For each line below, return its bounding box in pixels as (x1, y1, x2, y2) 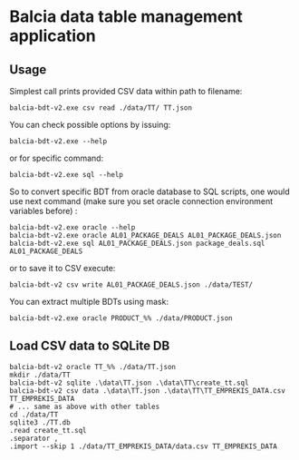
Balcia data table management (9, 6, 243, 27)
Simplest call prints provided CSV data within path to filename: (9, 86, 243, 96)
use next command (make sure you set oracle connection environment (9, 196, 274, 206)
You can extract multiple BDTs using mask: (9, 297, 169, 307)
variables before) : (9, 206, 78, 216)
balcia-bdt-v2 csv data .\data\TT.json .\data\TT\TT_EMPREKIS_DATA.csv (9, 386, 285, 396)
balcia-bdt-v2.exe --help (9, 137, 107, 146)
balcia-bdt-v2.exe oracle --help (9, 223, 136, 232)
